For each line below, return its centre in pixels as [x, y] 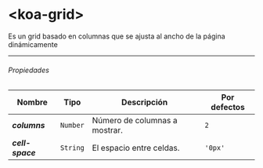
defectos [228, 108]
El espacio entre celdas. [136, 148]
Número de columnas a [135, 121]
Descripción [144, 102]
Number [72, 126]
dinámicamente [33, 44]
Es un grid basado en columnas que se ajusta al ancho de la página [117, 36]
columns [29, 126]
